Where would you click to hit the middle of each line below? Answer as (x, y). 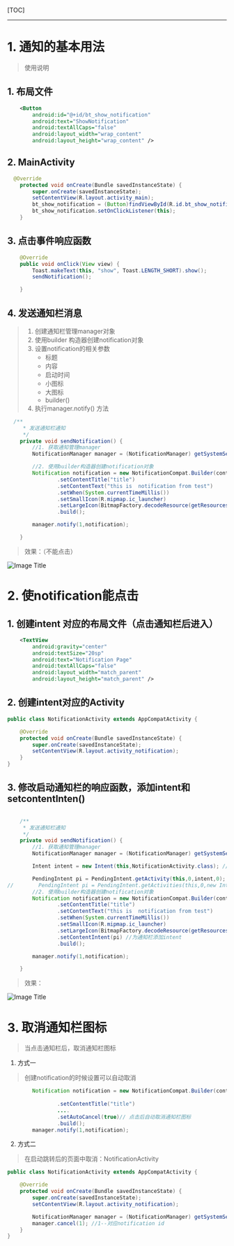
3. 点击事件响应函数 (49, 241)
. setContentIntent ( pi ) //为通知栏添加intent (119, 937)
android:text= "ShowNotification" (81, 121)
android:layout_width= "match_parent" (87, 673)
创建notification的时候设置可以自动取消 (80, 1078)
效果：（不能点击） (50, 551)
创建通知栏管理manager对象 (75, 331)
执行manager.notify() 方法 (72, 408)
